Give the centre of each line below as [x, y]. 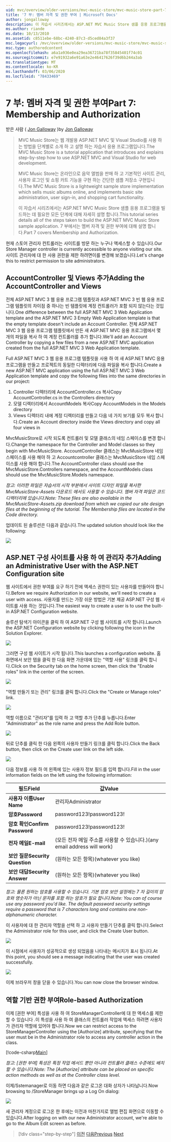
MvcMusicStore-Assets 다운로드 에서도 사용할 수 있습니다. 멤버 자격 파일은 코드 [85, 491]
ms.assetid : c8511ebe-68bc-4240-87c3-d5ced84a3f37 [60, 39]
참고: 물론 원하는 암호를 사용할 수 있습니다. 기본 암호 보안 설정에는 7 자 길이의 [82, 892]
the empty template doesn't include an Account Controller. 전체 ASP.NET [82, 324]
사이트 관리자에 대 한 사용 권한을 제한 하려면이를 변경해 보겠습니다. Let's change [85, 255]
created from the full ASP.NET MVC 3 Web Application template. [73, 348]
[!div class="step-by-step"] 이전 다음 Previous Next [71, 1134]
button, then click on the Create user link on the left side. [65, 749]
